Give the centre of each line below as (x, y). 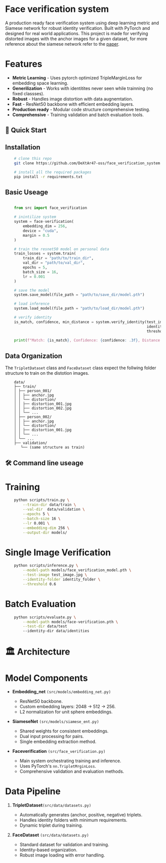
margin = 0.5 (36, 235)
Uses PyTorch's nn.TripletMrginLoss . (58, 766)
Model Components (46, 678)
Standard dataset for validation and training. (64, 845)
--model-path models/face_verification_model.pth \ (77, 570)
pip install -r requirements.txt (48, 177)
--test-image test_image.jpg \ (55, 575)
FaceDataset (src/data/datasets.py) (50, 835)
